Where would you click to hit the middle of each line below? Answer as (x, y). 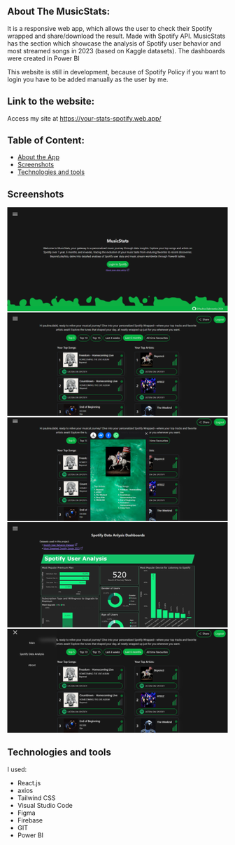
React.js (29, 783)
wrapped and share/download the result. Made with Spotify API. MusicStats (116, 36)
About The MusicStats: (59, 12)
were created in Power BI (43, 58)
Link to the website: (51, 101)
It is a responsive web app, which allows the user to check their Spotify (110, 28)
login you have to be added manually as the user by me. (88, 79)
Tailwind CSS (36, 798)
